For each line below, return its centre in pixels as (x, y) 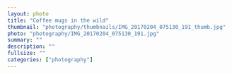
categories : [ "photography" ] (50, 60)
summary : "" (25, 40)
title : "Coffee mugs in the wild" (58, 20)
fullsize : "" (27, 54)
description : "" (31, 47)
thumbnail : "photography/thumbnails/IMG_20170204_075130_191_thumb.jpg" (117, 27)
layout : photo (28, 14)
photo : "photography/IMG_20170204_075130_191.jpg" (83, 33)
